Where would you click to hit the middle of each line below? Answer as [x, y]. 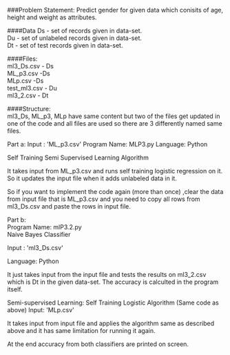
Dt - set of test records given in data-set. [65, 45]
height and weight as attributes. [52, 17]
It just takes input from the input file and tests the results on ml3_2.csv [107, 275]
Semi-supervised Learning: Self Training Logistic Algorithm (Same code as [113, 303]
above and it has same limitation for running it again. [81, 330]
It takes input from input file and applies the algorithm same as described [111, 323]
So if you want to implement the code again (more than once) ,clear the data [115, 192]
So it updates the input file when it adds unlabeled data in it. [92, 178]
